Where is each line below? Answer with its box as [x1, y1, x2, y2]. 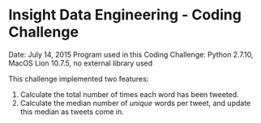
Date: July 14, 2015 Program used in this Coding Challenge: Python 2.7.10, [8, 49, 254, 59]
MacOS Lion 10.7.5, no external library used [8, 58, 153, 68]
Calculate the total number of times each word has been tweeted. [19, 89, 239, 99]
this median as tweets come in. [19, 107, 124, 117]
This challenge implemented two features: [8, 74, 149, 83]
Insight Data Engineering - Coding [8, 6, 242, 24]
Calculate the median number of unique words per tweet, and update [19, 98, 251, 108]
